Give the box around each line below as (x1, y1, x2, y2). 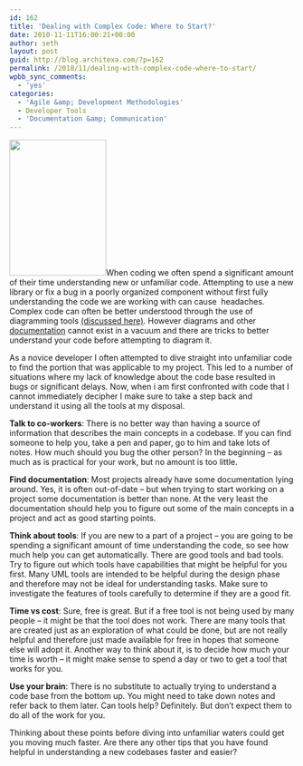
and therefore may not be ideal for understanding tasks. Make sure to (9, 578, 269, 589)
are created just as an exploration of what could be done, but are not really (9, 625, 288, 635)
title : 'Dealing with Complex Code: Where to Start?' (9, 22, 217, 31)
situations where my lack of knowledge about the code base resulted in (9, 372, 276, 383)
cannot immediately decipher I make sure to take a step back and (9, 391, 253, 402)
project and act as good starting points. (9, 513, 156, 524)
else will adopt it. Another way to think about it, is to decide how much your (9, 645, 289, 655)
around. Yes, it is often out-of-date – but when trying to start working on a (9, 484, 285, 495)
